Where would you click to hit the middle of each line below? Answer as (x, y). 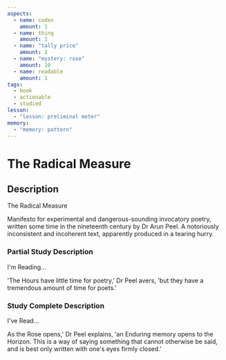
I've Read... (23, 321)
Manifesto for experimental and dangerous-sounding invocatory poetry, (109, 219)
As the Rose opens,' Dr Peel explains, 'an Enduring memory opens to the (110, 334)
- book (23, 91)
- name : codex (34, 20)
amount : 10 (35, 65)
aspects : (20, 13)
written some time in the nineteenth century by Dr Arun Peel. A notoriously (113, 226)
